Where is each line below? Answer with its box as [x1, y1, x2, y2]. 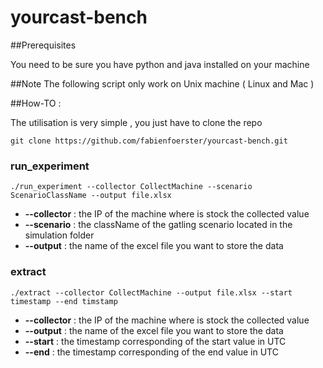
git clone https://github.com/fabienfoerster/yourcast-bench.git [10, 136, 288, 146]
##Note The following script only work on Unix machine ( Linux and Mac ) [10, 77, 315, 90]
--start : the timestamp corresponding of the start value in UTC [24, 335, 287, 347]
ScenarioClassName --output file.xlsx [10, 191, 172, 201]
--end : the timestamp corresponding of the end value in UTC [24, 346, 279, 358]
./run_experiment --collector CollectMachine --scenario [10, 182, 253, 192]
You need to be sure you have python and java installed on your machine [10, 58, 310, 70]
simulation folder [24, 229, 95, 241]
